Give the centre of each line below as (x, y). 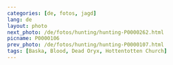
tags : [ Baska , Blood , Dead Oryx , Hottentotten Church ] (87, 51)
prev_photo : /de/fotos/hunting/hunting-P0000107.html (86, 45)
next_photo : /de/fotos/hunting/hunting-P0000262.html (86, 32)
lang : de (20, 20)
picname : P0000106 (33, 39)
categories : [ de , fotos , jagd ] (52, 13)
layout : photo (27, 26)
